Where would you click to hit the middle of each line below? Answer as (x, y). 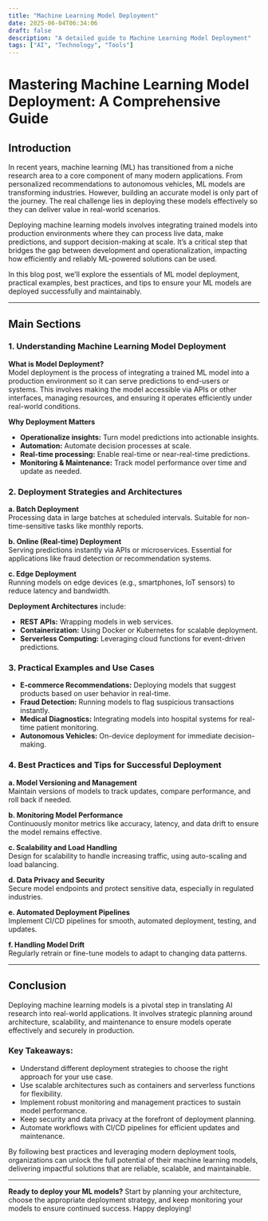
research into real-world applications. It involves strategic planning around (130, 1013)
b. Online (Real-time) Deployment (65, 542)
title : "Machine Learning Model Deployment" (83, 16)
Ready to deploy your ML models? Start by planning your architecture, (125, 1191)
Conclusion (37, 986)
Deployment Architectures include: (67, 606)
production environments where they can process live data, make (116, 234)
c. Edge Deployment (43, 574)
